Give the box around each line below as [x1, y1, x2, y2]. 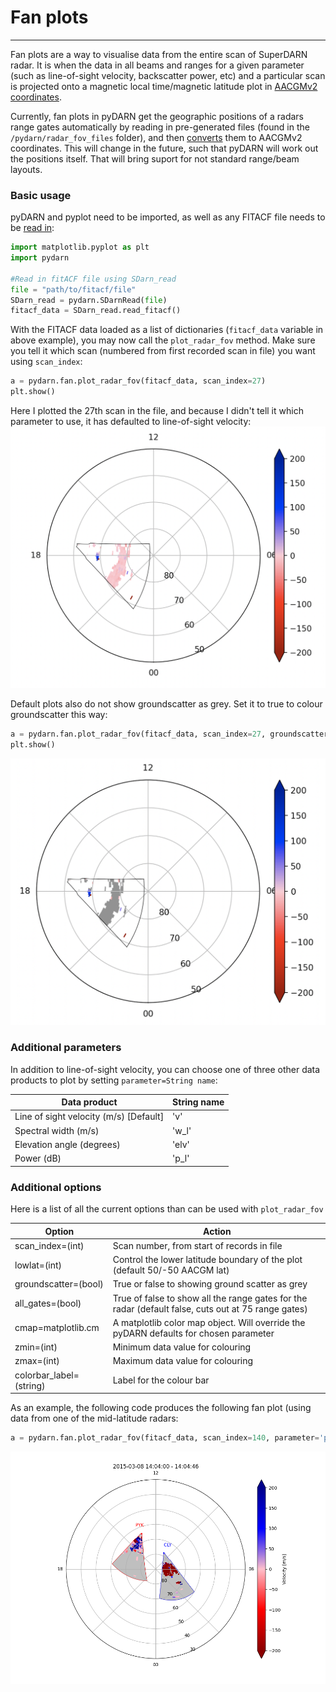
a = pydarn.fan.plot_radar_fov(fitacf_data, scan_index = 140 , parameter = [10, 1433, 320, 1443]
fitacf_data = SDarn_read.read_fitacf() [10, 306, 182, 316]
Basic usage [10, 188, 72, 202]
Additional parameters [10, 1041, 122, 1055]
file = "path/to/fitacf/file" [10, 284, 137, 295]
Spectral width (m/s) [14, 1124, 100, 1136]
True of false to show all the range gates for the [112, 1292, 308, 1304]
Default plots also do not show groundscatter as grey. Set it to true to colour [10, 697, 323, 710]
